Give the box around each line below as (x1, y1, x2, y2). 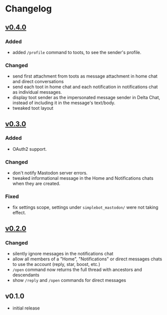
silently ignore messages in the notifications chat (12, 251, 113, 257)
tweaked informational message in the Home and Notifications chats (12, 175, 153, 181)
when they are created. (12, 181, 60, 187)
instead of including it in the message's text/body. (12, 100, 115, 106)
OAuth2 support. (12, 146, 47, 152)
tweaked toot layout (12, 105, 53, 111)
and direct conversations (12, 79, 64, 85)
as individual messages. (12, 89, 62, 95)
